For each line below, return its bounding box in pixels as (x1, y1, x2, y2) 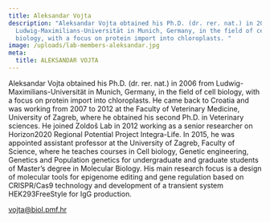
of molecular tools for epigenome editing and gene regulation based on (8, 172, 244, 181)
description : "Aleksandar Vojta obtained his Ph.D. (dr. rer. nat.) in (8, 19, 253, 27)
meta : (8, 49, 27, 57)
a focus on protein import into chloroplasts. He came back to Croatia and (8, 95, 249, 105)
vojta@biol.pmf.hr (8, 204, 67, 214)
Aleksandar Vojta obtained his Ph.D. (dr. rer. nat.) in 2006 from (8, 78, 215, 88)
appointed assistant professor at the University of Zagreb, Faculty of (8, 138, 235, 147)
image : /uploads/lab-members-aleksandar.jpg (8, 42, 160, 50)
